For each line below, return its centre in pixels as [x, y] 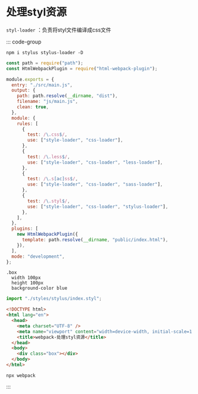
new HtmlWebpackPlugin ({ [47, 234]
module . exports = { [30, 79]
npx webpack [21, 376]
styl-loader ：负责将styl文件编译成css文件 [59, 30]
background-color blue [39, 288]
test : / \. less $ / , [49, 157]
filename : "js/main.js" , [47, 102]
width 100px [26, 278]
